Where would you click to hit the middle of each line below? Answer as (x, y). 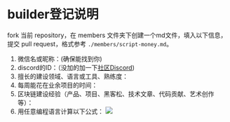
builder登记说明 (53, 14)
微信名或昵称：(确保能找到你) (60, 59)
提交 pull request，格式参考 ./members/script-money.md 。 (90, 43)
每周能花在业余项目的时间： (57, 85)
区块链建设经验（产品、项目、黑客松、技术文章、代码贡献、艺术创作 (116, 94)
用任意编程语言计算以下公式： (60, 111)
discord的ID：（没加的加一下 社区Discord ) (76, 67)
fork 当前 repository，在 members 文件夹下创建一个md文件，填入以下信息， (117, 35)
